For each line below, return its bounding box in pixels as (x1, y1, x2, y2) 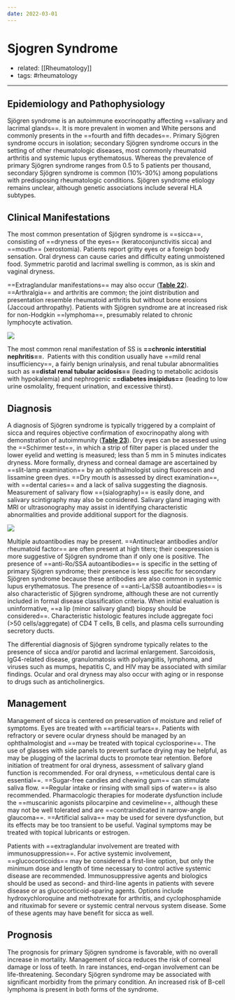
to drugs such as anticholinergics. (7, 677, 105, 686)
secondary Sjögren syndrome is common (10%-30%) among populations (7, 169, 218, 177)
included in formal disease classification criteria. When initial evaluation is (7, 597, 220, 605)
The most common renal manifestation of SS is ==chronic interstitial (7, 345, 206, 353)
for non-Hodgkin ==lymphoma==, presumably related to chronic (7, 311, 194, 319)
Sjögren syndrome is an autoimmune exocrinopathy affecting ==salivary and (7, 116, 228, 125)
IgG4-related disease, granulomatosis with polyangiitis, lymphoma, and (7, 655, 213, 663)
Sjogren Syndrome (7, 40, 118, 56)
